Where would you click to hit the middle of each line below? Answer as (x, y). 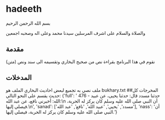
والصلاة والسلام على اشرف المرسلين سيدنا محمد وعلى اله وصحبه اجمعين (76, 33)
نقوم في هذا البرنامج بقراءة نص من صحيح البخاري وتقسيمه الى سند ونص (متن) (80, 62)
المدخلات (19, 78)
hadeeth (24, 9)
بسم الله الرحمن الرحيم (28, 23)
